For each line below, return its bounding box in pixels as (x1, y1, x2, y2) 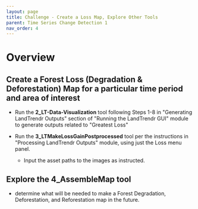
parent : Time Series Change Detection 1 (6, 20, 108, 26)
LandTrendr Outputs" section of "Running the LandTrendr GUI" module (14, 115, 189, 122)
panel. (14, 145, 31, 153)
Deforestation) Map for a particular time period (6, 84, 183, 94)
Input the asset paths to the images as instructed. (23, 157, 145, 164)
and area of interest (6, 93, 80, 103)
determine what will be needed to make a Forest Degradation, (14, 190, 166, 197)
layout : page (6, 8, 39, 15)
